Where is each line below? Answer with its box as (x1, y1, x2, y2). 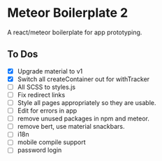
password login (17, 146, 62, 155)
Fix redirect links (17, 90, 66, 99)
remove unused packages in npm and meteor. (17, 114, 150, 123)
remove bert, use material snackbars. (17, 122, 125, 131)
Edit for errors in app (17, 106, 78, 115)
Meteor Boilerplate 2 (7, 5, 128, 21)
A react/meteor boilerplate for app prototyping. (7, 28, 142, 36)
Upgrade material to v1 (17, 66, 83, 75)
